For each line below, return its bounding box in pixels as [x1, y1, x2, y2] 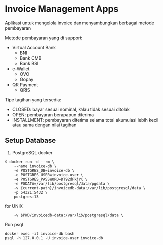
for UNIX [5, 203, 23, 209]
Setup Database [5, 136, 56, 145]
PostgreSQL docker [12, 149, 53, 155]
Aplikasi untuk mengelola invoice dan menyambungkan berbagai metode [5, 20, 154, 26]
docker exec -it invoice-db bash [5, 231, 75, 236]
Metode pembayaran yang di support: [5, 35, 83, 41]
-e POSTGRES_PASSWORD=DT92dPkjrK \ [14, 177, 88, 182]
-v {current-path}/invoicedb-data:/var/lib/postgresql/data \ [14, 185, 146, 190]
